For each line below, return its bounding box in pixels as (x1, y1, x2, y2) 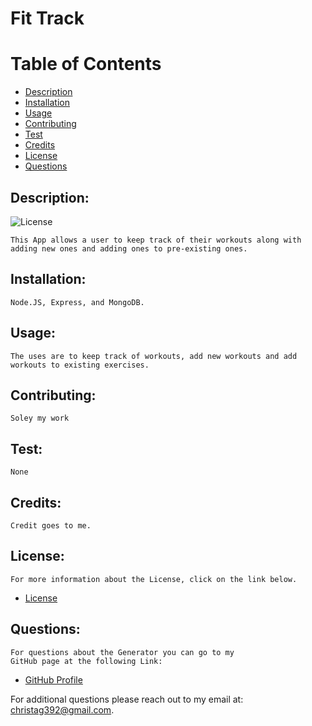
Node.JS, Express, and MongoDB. (10, 297, 145, 307)
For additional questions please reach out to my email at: (10, 693, 244, 705)
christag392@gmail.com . (10, 703, 115, 716)
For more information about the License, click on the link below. (10, 574, 298, 584)
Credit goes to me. (10, 521, 92, 531)
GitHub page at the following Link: (10, 656, 163, 666)
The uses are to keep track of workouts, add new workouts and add (10, 351, 298, 361)
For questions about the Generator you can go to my (10, 647, 235, 657)
